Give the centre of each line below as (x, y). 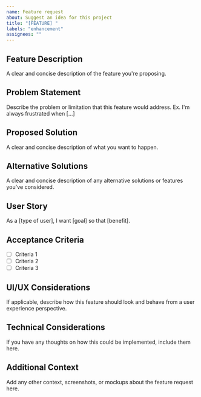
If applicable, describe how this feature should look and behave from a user (100, 302)
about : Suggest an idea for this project (59, 18)
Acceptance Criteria (45, 240)
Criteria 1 (26, 254)
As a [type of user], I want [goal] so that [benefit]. (68, 221)
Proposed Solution (42, 133)
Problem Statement (44, 92)
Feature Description (44, 59)
